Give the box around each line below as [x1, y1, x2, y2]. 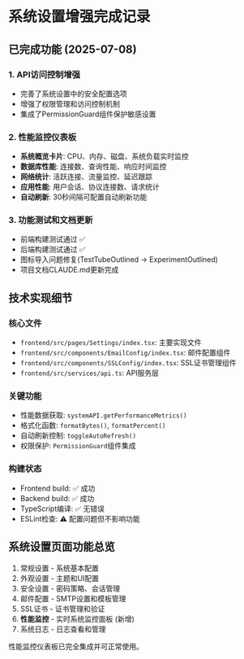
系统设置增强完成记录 [8, 7, 152, 26]
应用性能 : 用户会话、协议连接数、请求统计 [19, 182, 160, 192]
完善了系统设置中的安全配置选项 [19, 89, 127, 98]
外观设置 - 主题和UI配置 [19, 573, 100, 583]
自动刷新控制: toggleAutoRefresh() [19, 430, 136, 440]
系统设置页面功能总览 [8, 540, 115, 554]
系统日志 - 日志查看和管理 [19, 624, 107, 634]
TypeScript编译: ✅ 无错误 [19, 504, 105, 513]
